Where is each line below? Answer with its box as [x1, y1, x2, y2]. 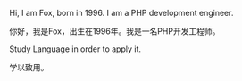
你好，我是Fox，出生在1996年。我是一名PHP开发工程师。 [9, 26, 221, 36]
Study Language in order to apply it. [9, 44, 141, 54]
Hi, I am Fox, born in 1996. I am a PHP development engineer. [9, 8, 234, 18]
